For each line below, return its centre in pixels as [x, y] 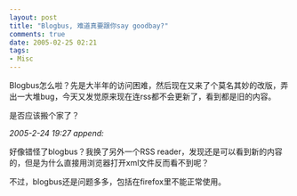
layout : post [33, 17]
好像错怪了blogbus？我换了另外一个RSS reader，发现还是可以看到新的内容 [146, 151]
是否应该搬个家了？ [44, 115]
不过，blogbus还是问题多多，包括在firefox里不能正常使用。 [118, 182]
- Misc [21, 59]
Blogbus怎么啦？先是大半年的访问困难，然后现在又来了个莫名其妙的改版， [145, 85]
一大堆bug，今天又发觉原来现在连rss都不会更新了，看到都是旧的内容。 [146, 96]
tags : [19, 51]
